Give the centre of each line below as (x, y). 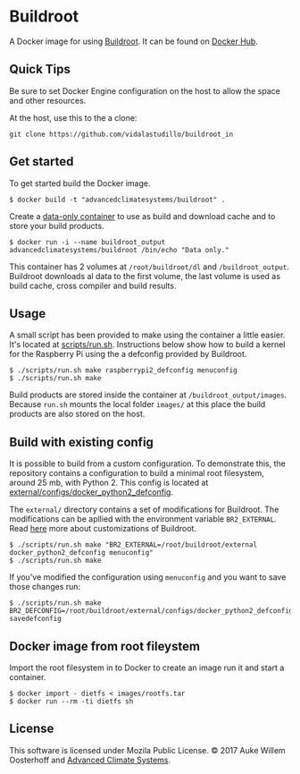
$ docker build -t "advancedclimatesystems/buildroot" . (117, 200)
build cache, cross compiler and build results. (93, 285)
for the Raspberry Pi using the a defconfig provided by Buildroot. (128, 354)
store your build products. (57, 225)
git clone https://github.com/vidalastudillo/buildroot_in (121, 134)
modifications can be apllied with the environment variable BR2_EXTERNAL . (143, 519)
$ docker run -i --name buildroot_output (87, 242)
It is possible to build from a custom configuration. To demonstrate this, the (147, 464)
